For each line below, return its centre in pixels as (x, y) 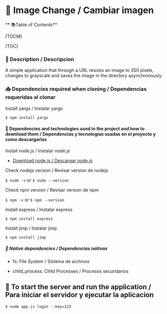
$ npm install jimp (26, 237)
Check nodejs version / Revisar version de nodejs (57, 170)
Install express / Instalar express (39, 209)
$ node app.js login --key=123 (38, 306)
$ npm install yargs (27, 118)
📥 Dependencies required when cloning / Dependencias (76, 89)
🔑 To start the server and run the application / (78, 287)
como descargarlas (26, 140)
